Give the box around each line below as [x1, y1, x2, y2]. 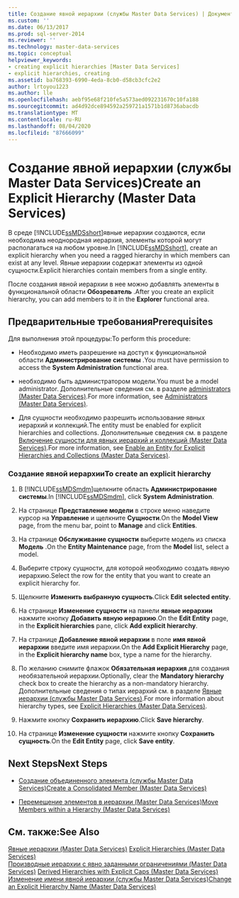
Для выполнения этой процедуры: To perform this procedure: [8, 334, 191, 343]
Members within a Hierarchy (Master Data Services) [18, 805, 171, 814]
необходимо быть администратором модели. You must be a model [18, 377, 219, 385]
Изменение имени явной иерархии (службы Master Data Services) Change [8, 875, 232, 884]
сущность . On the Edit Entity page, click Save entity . [18, 737, 175, 745]
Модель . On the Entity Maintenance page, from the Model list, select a [18, 542, 229, 551]
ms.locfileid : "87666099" [8, 129, 84, 136]
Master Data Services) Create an [8, 175, 201, 191]
